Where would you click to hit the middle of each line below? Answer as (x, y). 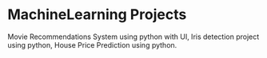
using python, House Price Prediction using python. (92, 44)
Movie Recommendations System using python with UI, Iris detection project (133, 37)
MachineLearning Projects (97, 15)
